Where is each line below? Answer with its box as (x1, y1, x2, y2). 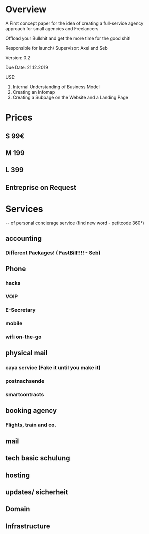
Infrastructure (5, 522, 50, 530)
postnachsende (5, 378, 45, 385)
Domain (5, 505, 30, 513)
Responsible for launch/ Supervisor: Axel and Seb (5, 45, 108, 51)
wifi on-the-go (5, 333, 42, 340)
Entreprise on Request (5, 183, 77, 192)
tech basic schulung (5, 454, 70, 462)
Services (5, 203, 44, 214)
